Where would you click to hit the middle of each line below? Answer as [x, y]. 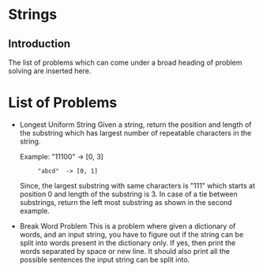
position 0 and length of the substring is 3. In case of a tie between [129, 194]
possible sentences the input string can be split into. [105, 259]
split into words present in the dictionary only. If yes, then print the [128, 243]
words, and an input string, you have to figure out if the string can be [131, 234]
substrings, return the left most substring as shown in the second [126, 202]
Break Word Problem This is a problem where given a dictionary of [128, 225]
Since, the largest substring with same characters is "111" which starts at [137, 185]
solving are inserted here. [50, 71]
